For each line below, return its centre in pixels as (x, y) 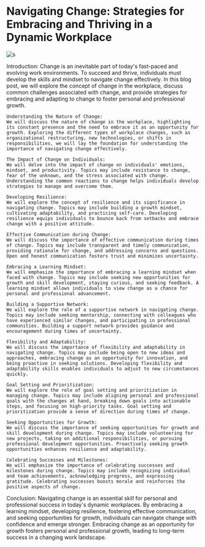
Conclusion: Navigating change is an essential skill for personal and (92, 498)
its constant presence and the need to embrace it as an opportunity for (103, 127)
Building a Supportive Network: (48, 304)
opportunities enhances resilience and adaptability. (77, 449)
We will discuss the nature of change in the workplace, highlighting (99, 122)
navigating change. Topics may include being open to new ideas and (96, 353)
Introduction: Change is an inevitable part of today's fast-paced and (92, 66)
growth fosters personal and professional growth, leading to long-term (95, 530)
